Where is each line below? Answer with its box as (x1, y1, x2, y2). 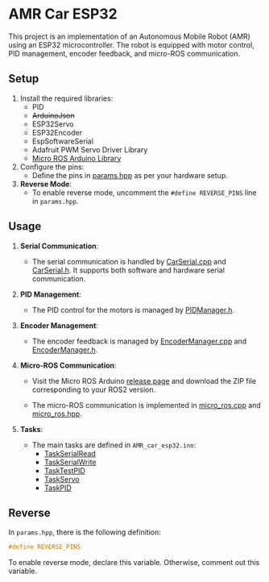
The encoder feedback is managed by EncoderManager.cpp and (31, 336, 247, 346)
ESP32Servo (31, 118, 74, 129)
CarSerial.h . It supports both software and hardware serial (31, 265, 226, 275)
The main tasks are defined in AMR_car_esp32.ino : (31, 440, 197, 450)
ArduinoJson (31, 110, 75, 120)
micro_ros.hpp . (31, 409, 82, 418)
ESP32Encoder (31, 127, 83, 137)
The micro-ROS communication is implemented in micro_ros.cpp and (31, 400, 262, 409)
